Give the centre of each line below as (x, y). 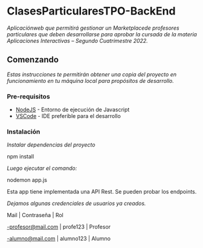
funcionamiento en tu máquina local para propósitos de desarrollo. (91, 80)
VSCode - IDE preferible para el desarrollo (68, 116)
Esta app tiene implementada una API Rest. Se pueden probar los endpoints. (102, 192)
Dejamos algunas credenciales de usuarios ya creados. (76, 203)
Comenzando (33, 60)
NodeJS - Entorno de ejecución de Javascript (72, 109)
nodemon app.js (27, 180)
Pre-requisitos (28, 96)
